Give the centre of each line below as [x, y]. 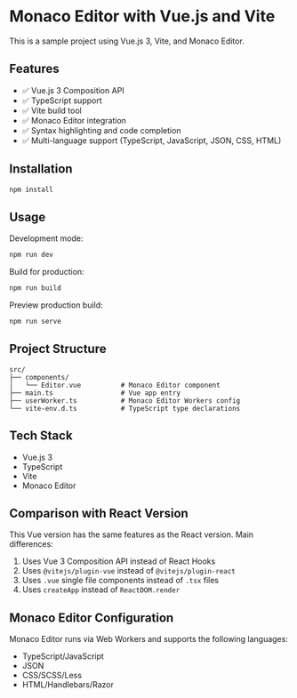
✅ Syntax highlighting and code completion [101, 130]
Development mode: [46, 238]
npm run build [36, 288]
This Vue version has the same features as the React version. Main [132, 534]
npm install [31, 189]
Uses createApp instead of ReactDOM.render [101, 590]
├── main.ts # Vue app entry [95, 393]
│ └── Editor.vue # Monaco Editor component [115, 385]
